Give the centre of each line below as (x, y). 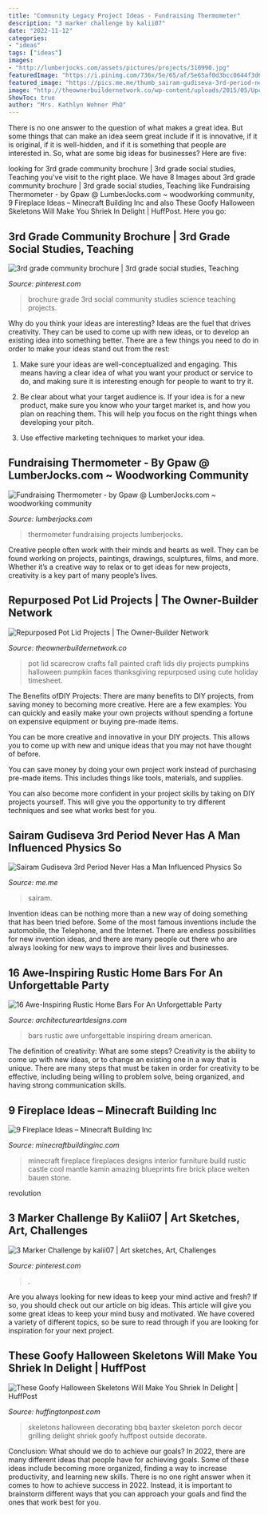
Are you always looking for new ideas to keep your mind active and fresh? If (133, 1297)
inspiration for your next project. (61, 1330)
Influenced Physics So (65, 848)
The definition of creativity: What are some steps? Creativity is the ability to (132, 1051)
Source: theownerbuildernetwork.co (68, 647)
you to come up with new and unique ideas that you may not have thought (130, 745)
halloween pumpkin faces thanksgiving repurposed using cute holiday (143, 671)
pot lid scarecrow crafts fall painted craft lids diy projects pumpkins (138, 663)
